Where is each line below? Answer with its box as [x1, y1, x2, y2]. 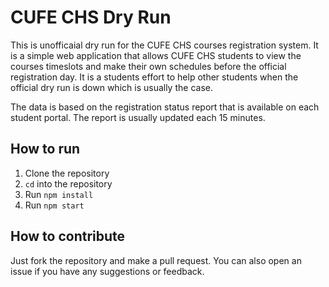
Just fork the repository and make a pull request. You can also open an [10, 254, 302, 266]
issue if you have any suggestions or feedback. [10, 265, 205, 277]
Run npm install [24, 188, 94, 200]
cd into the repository [24, 177, 113, 190]
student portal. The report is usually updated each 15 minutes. [10, 111, 266, 123]
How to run [10, 141, 81, 158]
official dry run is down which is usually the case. [10, 81, 213, 93]
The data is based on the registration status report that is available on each [10, 101, 320, 113]
